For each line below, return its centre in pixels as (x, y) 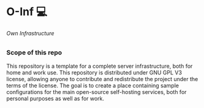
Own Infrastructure (30, 33)
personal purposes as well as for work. (55, 98)
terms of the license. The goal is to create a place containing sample (93, 85)
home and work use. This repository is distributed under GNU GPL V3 (94, 72)
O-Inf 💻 (27, 12)
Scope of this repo (34, 52)
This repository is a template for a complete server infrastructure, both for (100, 66)
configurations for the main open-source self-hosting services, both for (96, 92)
